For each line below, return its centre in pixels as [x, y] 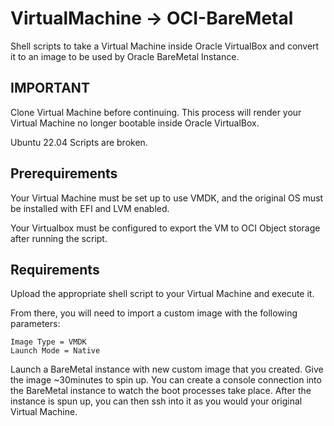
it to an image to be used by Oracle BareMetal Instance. [125, 56]
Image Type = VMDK [48, 342]
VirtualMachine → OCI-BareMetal [152, 18]
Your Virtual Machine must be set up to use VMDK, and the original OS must [167, 198]
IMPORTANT [50, 88]
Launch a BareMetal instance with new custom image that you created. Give [167, 369]
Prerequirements [64, 173]
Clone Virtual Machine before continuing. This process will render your [156, 112]
